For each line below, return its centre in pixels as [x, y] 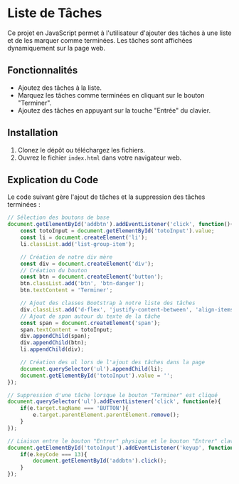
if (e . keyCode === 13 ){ [54, 454]
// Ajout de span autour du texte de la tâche [90, 316]
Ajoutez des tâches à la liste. [59, 88]
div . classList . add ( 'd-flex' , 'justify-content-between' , [106, 309]
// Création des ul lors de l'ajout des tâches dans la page [112, 362]
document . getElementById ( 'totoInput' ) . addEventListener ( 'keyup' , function [121, 448]
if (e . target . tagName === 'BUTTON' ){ [75, 408]
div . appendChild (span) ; [55, 336]
